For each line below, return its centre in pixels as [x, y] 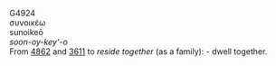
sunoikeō [26, 32]
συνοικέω [28, 23]
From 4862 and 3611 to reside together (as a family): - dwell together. [138, 52]
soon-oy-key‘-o [38, 42]
